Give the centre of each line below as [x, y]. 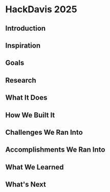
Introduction [26, 28]
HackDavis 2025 [41, 9]
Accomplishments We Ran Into [55, 150]
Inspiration [23, 45]
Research [21, 80]
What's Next [26, 185]
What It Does [26, 98]
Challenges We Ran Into [44, 132]
